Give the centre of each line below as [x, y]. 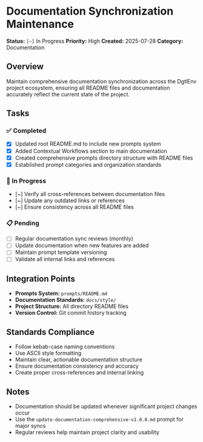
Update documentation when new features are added [82, 245]
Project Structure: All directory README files [72, 306]
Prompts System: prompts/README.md [61, 293]
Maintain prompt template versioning [61, 252]
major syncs [30, 426]
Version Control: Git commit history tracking [71, 313]
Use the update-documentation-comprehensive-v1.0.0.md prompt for [99, 419]
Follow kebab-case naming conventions [65, 347]
